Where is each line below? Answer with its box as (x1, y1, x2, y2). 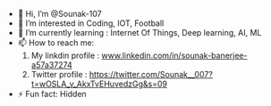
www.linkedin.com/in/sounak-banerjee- (101, 50, 248, 61)
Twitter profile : (30, 69, 88, 79)
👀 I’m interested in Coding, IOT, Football (17, 18, 165, 29)
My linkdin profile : (30, 50, 100, 61)
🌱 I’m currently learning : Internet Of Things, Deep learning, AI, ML (17, 28, 262, 37)
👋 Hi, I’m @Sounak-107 (17, 9, 102, 19)
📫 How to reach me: (17, 37, 95, 48)
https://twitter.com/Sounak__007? (89, 69, 213, 79)
